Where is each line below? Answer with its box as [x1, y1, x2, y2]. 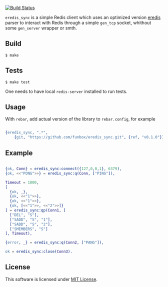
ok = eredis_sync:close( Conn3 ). [5, 249, 72, 254]
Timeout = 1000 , [5, 180, 39, 185]
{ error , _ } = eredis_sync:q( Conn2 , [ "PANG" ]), [5, 240, 104, 245]
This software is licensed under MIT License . [5, 276, 97, 282]
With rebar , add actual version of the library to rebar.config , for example [5, 116, 156, 122]
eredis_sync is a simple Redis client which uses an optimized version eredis [5, 14, 161, 20]
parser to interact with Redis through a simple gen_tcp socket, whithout [5, 20, 151, 25]
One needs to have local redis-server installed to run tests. [5, 88, 127, 94]
